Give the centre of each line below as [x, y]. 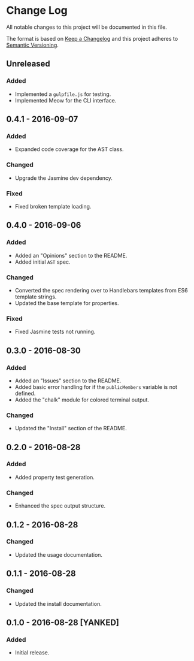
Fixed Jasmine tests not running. [55, 332]
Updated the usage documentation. [59, 554]
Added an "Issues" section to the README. [68, 381]
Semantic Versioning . [32, 45]
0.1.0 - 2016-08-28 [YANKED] [63, 622]
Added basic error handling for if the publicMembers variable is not [96, 387]
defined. [25, 393]
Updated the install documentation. [58, 603]
